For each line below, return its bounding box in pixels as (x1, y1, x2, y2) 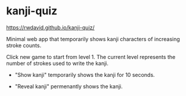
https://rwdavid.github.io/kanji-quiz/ (6, 24, 95, 31)
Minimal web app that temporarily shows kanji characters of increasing (6, 35, 180, 42)
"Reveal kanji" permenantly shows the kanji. (14, 82, 123, 90)
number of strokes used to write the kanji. (6, 60, 109, 67)
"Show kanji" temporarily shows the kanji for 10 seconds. (14, 71, 155, 78)
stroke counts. (6, 42, 42, 49)
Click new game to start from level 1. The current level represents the (6, 53, 176, 60)
